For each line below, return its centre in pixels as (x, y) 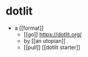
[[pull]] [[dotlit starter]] (52, 47)
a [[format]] (29, 28)
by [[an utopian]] (45, 41)
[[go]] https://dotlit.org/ (53, 34)
